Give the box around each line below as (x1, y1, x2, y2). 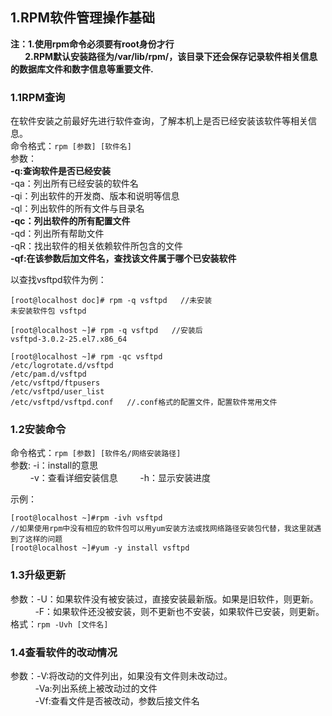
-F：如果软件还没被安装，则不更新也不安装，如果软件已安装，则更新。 (34, 605, 325, 617)
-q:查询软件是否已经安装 (10, 165, 112, 177)
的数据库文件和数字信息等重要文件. (10, 63, 154, 75)
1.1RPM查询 (10, 90, 66, 104)
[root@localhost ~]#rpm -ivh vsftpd (10, 513, 163, 523)
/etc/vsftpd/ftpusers (10, 378, 101, 388)
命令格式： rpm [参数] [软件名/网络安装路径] (10, 447, 182, 459)
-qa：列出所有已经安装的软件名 (10, 178, 139, 190)
